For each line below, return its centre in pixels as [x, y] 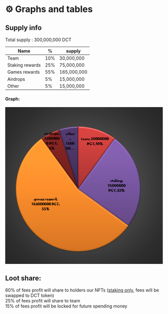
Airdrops [16, 79]
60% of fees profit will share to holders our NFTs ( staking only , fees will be [82, 290]
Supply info [23, 28]
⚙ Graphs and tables [49, 9]
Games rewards [23, 72]
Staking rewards [24, 65]
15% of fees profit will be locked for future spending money [66, 306]
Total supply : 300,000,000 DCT [38, 40]
